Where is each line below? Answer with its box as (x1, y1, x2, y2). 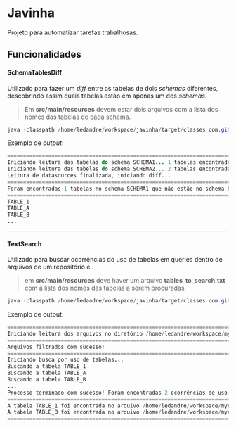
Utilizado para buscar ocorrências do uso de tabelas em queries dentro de (7, 255, 223, 264)
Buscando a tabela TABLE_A (7, 369, 86, 377)
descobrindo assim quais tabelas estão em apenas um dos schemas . (7, 91, 207, 100)
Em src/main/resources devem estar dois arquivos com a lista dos (24, 105, 218, 113)
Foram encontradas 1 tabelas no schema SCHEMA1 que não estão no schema (7, 185, 225, 192)
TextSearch (7, 239, 42, 248)
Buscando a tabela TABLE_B (7, 376, 86, 383)
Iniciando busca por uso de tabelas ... (7, 357, 124, 364)
